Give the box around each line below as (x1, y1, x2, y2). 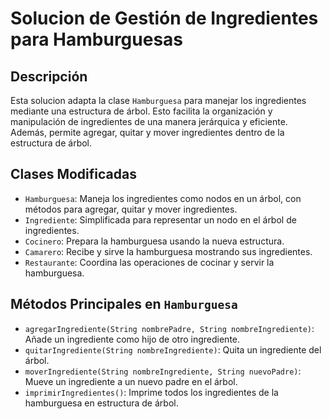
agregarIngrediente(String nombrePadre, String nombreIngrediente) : (24, 322, 315, 334)
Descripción (10, 68, 88, 85)
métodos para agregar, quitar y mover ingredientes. (24, 203, 238, 215)
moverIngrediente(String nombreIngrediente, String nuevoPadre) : (24, 365, 302, 377)
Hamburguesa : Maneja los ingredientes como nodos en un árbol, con (24, 192, 302, 204)
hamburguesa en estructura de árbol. (24, 397, 179, 409)
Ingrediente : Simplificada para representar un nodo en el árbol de (24, 213, 297, 226)
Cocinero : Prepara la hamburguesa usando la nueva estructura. (24, 235, 285, 247)
